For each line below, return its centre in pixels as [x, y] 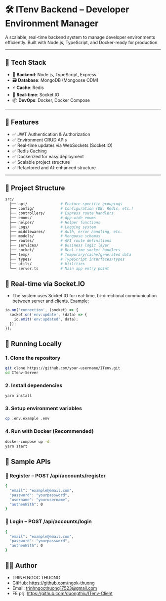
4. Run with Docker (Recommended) [49, 431]
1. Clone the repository [33, 358]
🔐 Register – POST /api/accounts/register [56, 475]
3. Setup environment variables [44, 409]
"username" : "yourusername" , [40, 500]
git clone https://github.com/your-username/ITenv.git [63, 368]
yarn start [16, 446]
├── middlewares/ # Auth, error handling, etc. [66, 231]
